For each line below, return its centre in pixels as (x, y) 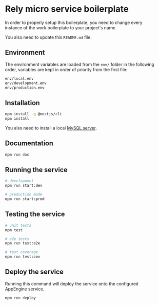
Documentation (29, 143)
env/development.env (26, 83)
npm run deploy (20, 298)
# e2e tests (17, 239)
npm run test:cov (23, 257)
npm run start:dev (24, 186)
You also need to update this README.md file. (48, 37)
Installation (22, 103)
